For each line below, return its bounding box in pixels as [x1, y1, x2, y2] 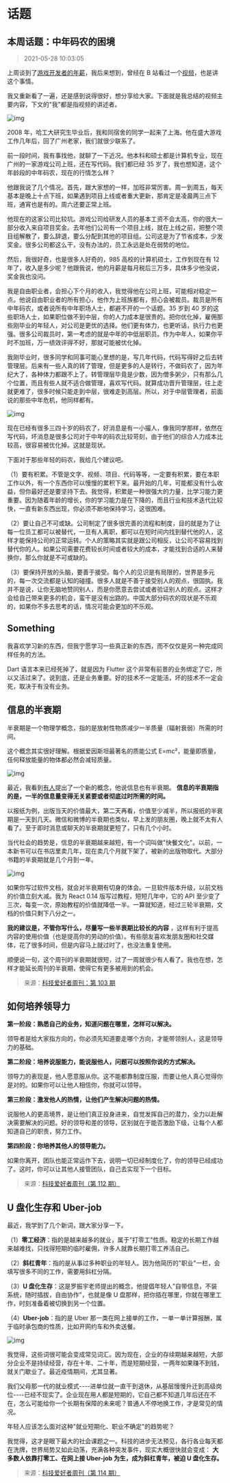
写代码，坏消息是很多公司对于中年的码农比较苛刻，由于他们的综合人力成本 [7, 433, 217, 440]
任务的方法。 [12, 650, 49, 658]
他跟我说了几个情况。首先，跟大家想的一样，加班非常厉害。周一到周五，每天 [7, 183, 223, 191]
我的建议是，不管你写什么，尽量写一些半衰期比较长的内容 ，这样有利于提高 [7, 923, 219, 932]
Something [7, 623, 55, 634]
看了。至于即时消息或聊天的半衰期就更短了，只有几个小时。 [7, 823, 175, 831]
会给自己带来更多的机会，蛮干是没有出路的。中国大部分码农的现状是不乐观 [7, 594, 217, 601]
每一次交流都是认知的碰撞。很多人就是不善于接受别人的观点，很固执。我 [18, 577, 223, 584]
